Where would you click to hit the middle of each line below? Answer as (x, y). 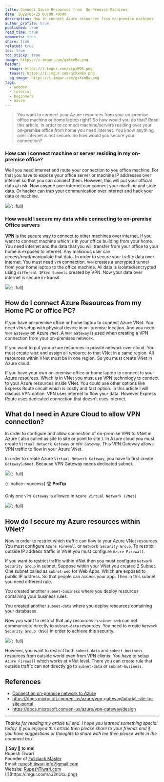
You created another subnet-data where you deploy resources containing (79, 606)
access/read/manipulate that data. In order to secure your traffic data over (80, 257)
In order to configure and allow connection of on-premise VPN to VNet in (78, 434)
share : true (17, 42)
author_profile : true (27, 23)
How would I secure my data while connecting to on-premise (79, 219)
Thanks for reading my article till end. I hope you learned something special (81, 723)
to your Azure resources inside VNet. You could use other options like (75, 383)
